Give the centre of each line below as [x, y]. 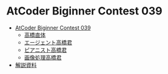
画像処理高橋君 [43, 57]
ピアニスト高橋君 [45, 50]
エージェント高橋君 [48, 42]
